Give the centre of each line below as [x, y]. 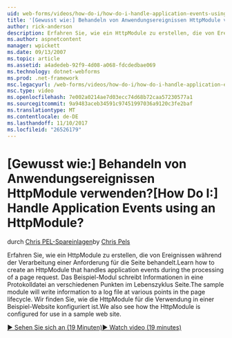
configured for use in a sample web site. [65, 314]
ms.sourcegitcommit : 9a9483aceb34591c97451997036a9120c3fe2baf [100, 104]
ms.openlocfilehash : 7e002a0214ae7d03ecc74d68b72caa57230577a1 [100, 98]
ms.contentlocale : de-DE [43, 116]
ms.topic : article [33, 59]
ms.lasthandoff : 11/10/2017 [48, 123]
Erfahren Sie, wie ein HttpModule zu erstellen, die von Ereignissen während [115, 255]
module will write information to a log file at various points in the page [106, 292]
